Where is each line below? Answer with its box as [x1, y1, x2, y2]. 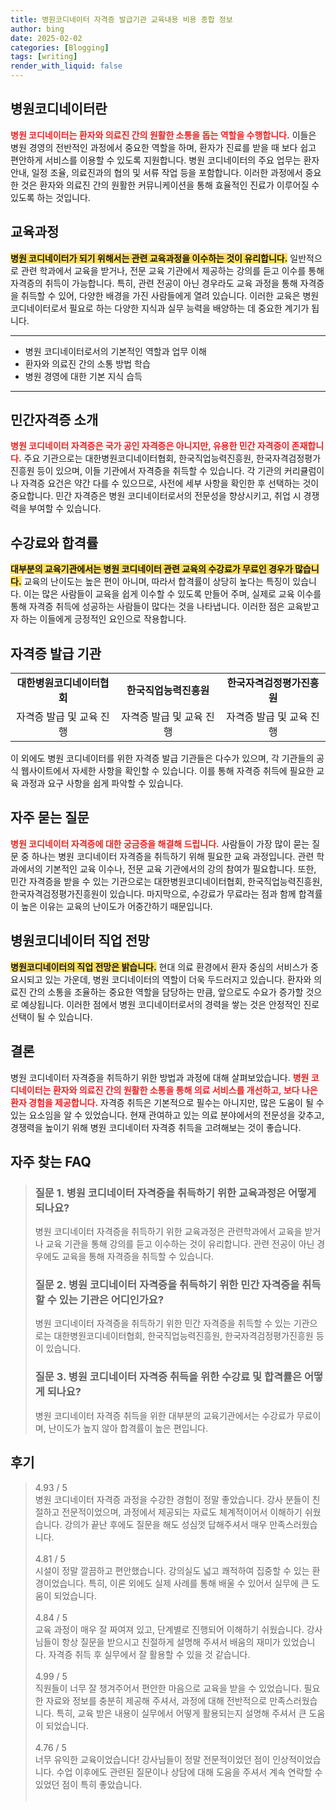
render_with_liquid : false [10, 61, 123, 71]
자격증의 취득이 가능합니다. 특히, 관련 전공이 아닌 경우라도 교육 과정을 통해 [10, 277, 298, 289]
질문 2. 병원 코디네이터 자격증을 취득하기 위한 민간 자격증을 [34, 1278, 300, 1292]
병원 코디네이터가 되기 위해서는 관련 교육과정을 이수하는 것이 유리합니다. [10, 252, 288, 264]
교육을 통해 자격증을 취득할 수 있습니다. [61, 1251, 215, 1263]
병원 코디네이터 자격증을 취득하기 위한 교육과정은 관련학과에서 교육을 [34, 1226, 303, 1238]
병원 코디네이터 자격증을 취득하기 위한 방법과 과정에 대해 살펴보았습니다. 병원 [10, 1071, 310, 1083]
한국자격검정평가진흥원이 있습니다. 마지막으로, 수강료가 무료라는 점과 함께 [10, 887, 297, 900]
